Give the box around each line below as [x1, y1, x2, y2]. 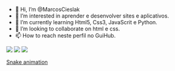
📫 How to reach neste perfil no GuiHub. [15, 32, 116, 39]
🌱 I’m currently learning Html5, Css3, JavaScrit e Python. [15, 19, 158, 25]
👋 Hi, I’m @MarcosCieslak [15, 6, 80, 13]
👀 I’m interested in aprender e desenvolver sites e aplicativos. [15, 12, 169, 19]
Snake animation [6, 58, 48, 66]
